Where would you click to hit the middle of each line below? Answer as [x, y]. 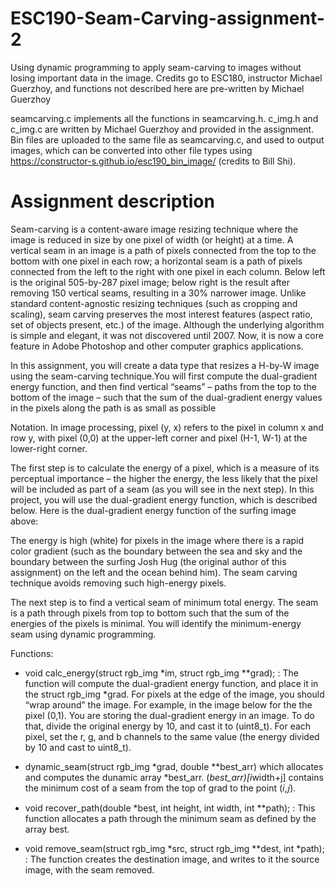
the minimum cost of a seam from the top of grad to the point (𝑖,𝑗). [160, 788]
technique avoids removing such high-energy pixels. [118, 583]
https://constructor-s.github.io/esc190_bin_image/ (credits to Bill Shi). [153, 161]
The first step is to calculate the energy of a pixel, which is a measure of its [165, 468]
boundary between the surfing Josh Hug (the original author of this [148, 561]
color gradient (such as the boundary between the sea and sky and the [156, 551]
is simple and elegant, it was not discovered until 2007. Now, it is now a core [167, 335]
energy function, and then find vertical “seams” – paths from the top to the [163, 386]
